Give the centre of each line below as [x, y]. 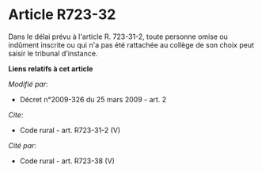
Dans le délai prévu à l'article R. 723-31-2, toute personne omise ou [118, 36]
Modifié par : [28, 84]
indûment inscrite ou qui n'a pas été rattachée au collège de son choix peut [131, 44]
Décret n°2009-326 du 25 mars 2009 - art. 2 [93, 99]
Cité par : [23, 145]
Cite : [16, 115]
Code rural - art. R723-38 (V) [67, 161]
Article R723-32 [62, 15]
